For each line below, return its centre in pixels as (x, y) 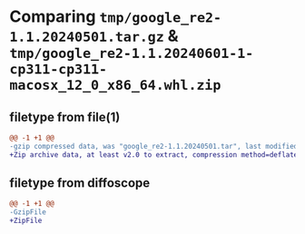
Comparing (53, 17)
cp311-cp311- (58, 69)
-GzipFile (28, 212)
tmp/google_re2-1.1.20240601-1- (132, 54)
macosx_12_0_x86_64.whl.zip (115, 86)
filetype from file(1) (65, 117)
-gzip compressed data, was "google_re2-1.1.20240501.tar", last (135, 146)
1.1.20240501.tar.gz (87, 38)
